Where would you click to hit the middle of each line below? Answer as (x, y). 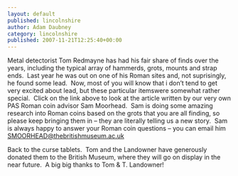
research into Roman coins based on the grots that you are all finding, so (114, 114)
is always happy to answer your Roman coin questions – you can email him (117, 128)
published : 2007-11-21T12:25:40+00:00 (65, 40)
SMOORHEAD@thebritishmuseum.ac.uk (66, 136)
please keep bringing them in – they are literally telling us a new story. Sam (118, 121)
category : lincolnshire (43, 34)
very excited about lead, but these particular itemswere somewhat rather (114, 91)
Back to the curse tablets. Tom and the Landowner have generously (107, 150)
